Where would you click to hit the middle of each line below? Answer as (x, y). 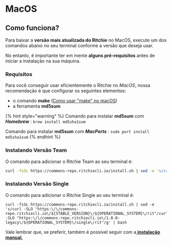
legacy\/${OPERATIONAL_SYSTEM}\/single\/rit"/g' (58, 222)
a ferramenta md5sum (36, 106)
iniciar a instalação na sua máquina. (43, 61)
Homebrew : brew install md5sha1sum (46, 121)
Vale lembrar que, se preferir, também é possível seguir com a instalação (83, 232)
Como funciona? (32, 28)
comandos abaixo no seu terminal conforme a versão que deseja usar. (79, 46)
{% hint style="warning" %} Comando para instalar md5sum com (75, 116)
